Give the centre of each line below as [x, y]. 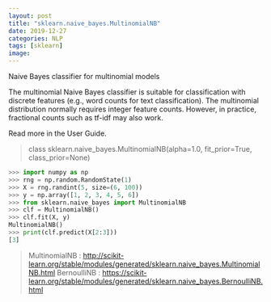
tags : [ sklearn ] [36, 46]
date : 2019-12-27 [38, 31]
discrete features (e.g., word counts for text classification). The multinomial [133, 101]
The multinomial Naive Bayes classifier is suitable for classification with [127, 92]
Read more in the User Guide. [57, 133]
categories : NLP [36, 38]
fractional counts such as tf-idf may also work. [86, 117]
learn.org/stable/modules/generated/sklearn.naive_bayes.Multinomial [144, 264]
